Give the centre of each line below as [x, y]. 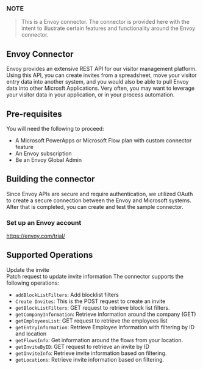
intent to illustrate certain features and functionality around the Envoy [108, 28]
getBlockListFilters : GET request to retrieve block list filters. [92, 307]
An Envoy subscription [43, 153]
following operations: [33, 283]
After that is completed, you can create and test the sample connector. [95, 206]
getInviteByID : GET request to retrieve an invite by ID [82, 346]
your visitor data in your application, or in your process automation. [91, 95]
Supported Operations [50, 255]
